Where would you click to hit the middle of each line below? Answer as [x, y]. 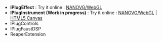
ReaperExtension [28, 34]
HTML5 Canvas [26, 18]
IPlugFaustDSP [26, 29]
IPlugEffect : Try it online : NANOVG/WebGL [56, 7]
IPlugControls [24, 23]
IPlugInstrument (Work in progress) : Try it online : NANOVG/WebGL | [84, 13]
